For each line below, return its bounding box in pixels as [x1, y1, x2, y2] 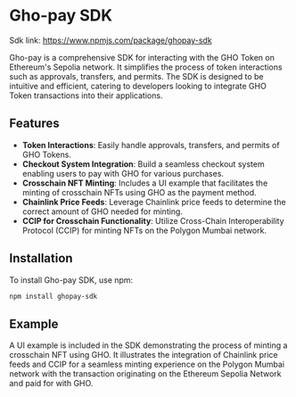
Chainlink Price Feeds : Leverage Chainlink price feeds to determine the [21, 196, 287, 207]
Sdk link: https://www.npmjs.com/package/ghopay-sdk [9, 35, 212, 45]
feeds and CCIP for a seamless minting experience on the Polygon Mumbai [9, 359, 285, 370]
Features [9, 116, 60, 131]
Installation [9, 251, 73, 266]
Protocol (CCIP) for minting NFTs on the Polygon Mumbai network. [21, 225, 267, 236]
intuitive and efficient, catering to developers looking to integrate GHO [9, 80, 267, 91]
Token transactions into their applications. [9, 90, 163, 101]
